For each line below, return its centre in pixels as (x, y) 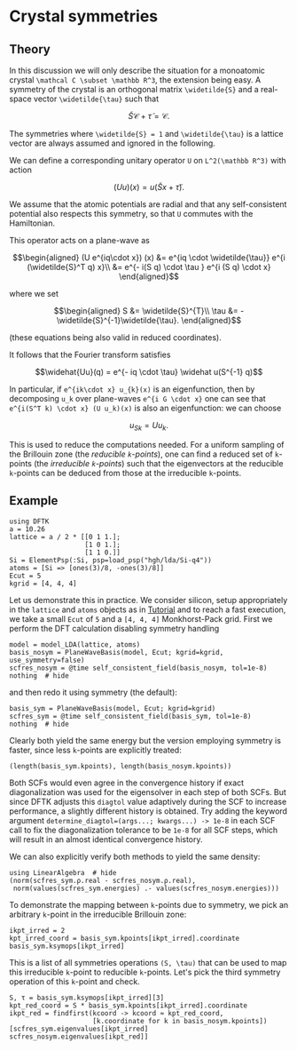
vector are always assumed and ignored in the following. (112, 143)
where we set (34, 294)
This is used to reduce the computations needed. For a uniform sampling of (147, 444)
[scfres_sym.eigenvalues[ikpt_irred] (79, 1029)
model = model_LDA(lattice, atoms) (75, 644)
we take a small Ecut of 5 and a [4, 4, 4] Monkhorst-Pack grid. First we (141, 618)
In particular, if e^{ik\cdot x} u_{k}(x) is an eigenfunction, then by (132, 389)
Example (34, 501)
